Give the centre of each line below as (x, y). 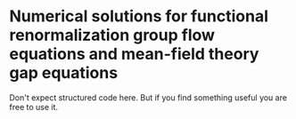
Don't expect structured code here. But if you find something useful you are (148, 97)
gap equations (64, 73)
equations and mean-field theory (134, 54)
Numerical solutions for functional (139, 16)
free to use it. (34, 107)
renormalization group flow (112, 35)
